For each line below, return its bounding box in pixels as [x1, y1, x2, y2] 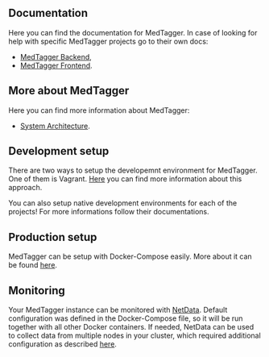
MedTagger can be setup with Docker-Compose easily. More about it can [8, 251, 252, 261]
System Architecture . [19, 121, 90, 131]
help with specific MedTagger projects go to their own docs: [8, 36, 209, 46]
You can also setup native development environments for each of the [8, 198, 238, 208]
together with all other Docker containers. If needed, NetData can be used [8, 322, 255, 332]
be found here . [8, 260, 58, 270]
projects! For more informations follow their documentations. [8, 207, 209, 217]
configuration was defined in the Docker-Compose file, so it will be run [8, 313, 243, 323]
